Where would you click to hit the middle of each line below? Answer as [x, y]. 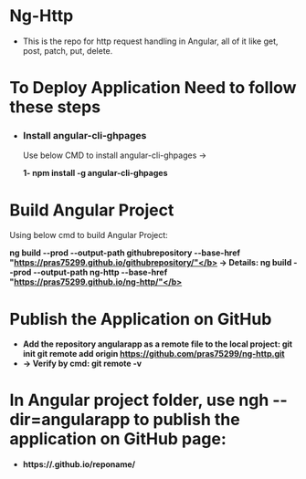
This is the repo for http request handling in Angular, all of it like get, [150, 41]
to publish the [187, 420]
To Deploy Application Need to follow [153, 88]
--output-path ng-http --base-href [100, 272]
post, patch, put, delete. [68, 50]
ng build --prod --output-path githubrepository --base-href [125, 253]
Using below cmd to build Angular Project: [89, 235]
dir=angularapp [70, 420]
